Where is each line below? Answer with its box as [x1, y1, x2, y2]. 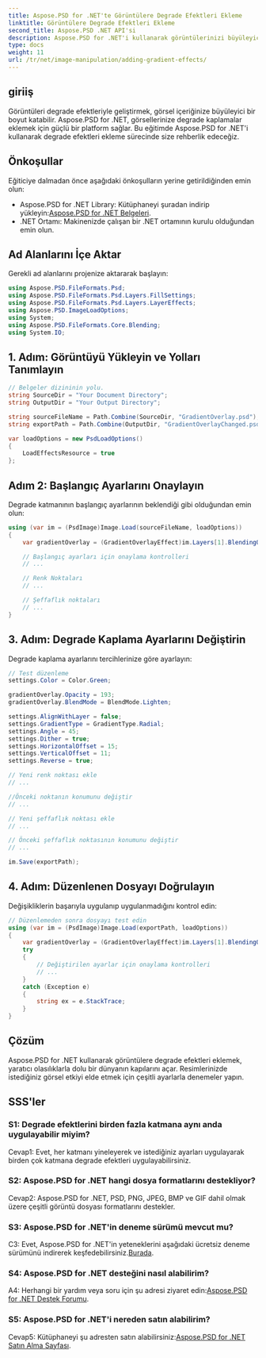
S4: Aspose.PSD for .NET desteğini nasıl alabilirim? [8, 1268, 210, 1279]
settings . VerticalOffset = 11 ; [8, 749, 112, 758]
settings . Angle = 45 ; [8, 727, 80, 735]
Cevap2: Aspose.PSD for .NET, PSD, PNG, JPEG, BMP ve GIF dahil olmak [8, 1193, 246, 1202]
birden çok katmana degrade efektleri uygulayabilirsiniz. [8, 1156, 192, 1165]
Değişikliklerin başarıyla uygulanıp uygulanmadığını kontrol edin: [8, 901, 218, 910]
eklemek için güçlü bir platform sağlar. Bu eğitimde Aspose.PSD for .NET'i [8, 123, 249, 133]
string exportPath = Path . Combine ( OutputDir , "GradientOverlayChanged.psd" [8, 420, 264, 429]
